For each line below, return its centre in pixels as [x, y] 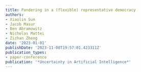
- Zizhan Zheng [21, 39]
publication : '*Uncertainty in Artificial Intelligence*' [68, 62]
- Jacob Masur [20, 24]
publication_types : [26, 52]
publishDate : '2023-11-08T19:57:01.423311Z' [53, 48]
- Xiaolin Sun [20, 19]
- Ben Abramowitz [24, 29]
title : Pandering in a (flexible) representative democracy [71, 10]
